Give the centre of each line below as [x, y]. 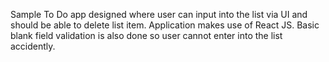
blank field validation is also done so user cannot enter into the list [146, 35]
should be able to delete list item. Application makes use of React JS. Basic [165, 25]
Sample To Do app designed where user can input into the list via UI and [159, 14]
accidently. [33, 46]
